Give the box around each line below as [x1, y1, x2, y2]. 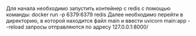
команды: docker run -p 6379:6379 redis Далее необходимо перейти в [6, 11, 184, 18]
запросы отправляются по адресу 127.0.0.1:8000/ [25, 23, 149, 30]
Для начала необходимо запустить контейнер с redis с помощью [6, 5, 171, 12]
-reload [6, 23, 24, 30]
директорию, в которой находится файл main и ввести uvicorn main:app [6, 17, 187, 24]
